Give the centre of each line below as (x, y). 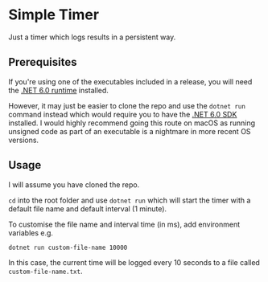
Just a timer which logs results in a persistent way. (92, 37)
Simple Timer (54, 15)
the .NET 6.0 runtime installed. (58, 90)
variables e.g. (31, 233)
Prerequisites (43, 62)
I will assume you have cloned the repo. (74, 184)
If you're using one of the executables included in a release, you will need (130, 81)
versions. (23, 140)
